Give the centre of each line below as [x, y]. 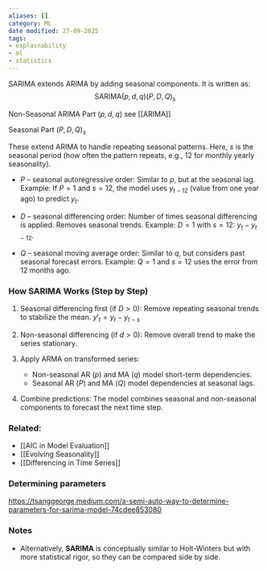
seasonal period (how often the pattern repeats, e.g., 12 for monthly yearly [131, 156]
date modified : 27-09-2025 [53, 31]
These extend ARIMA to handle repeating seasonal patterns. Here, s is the [131, 147]
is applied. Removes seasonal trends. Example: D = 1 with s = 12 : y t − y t [138, 226]
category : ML [30, 23]
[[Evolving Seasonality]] [60, 454]
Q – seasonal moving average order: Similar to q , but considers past [132, 253]
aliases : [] [28, 16]
